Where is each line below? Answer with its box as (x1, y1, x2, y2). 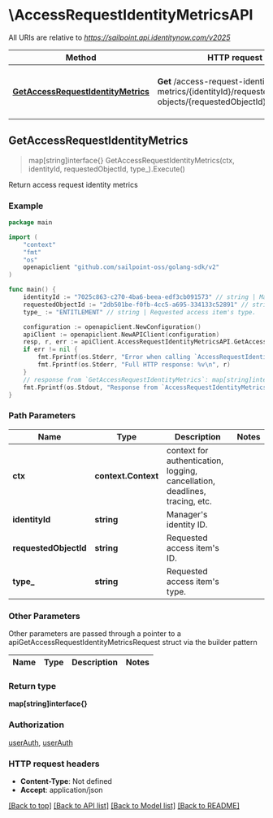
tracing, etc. (166, 496, 213, 507)
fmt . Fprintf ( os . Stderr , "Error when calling (37, 353, 191, 361)
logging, (166, 465, 197, 476)
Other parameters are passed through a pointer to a (8, 629, 181, 638)
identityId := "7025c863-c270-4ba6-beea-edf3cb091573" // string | (23, 293, 256, 301)
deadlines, (166, 485, 206, 496)
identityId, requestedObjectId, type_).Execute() (28, 164, 185, 174)
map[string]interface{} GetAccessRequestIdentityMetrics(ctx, (28, 155, 235, 165)
